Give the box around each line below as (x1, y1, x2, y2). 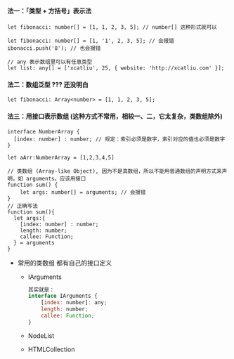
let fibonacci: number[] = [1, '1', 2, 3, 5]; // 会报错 (7, 37, 174, 45)
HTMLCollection (27, 345, 75, 353)
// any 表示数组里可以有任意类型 (7, 58, 93, 66)
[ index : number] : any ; (41, 299, 108, 306)
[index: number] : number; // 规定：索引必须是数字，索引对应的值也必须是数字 (13, 136, 226, 143)
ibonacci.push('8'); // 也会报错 (7, 45, 101, 52)
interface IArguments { (27, 292, 98, 300)
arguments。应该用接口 (25, 175, 86, 182)
